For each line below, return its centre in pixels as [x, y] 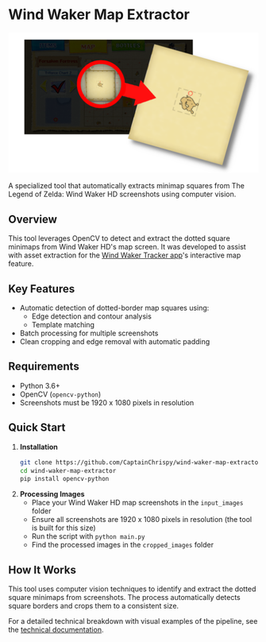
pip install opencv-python [64, 479]
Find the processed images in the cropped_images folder [123, 545]
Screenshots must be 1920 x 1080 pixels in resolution [107, 402]
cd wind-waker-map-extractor [68, 470]
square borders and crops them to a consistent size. [94, 606]
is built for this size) [64, 528]
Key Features [42, 289]
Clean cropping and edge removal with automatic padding [115, 342]
